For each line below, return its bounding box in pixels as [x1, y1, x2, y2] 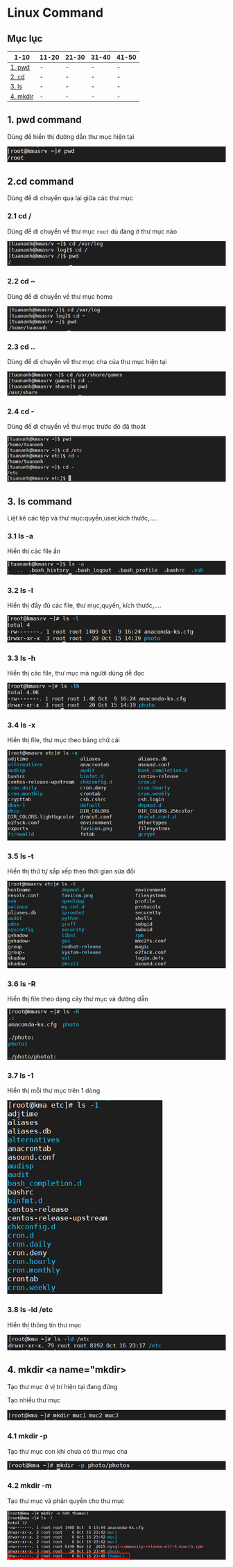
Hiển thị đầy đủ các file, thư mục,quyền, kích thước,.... [7, 601, 162, 609]
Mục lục [7, 33, 43, 44]
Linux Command [7, 5, 104, 21]
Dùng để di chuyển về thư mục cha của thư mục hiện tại [7, 358, 167, 366]
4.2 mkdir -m [7, 1481, 52, 1491]
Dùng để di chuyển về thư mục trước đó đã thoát [7, 422, 146, 431]
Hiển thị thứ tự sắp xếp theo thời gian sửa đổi [7, 867, 135, 876]
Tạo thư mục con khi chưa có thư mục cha [7, 1447, 128, 1455]
